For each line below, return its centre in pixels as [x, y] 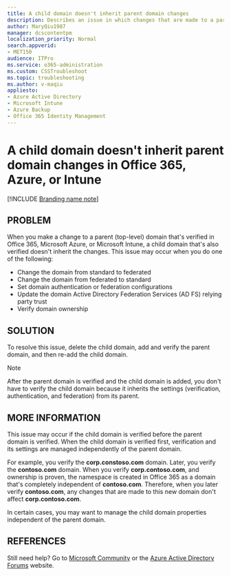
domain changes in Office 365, [97, 165]
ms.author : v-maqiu [35, 84]
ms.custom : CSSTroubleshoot [47, 71]
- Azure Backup [29, 110]
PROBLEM [29, 220]
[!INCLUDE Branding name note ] [53, 199]
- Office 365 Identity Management [57, 116]
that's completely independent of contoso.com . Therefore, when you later [113, 484]
